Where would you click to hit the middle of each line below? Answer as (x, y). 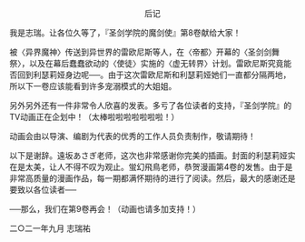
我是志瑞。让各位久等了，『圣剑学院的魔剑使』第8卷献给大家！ (125, 33)
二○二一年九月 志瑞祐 (50, 228)
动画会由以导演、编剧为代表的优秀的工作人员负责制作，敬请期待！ (133, 136)
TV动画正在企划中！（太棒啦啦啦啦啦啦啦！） (94, 117)
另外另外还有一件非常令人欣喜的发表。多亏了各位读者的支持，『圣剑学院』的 (151, 106)
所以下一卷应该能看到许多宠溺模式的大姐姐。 (93, 86)
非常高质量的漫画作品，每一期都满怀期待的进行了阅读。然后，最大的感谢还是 (152, 178)
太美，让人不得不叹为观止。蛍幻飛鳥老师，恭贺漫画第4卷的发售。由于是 (159, 167)
